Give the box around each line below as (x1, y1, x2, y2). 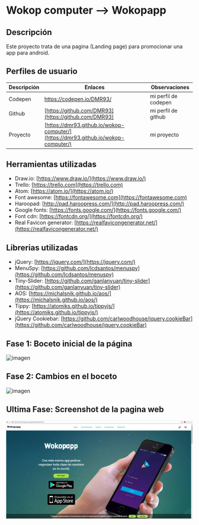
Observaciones (150, 84, 190, 91)
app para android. (6, 49, 50, 56)
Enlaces (85, 84, 105, 91)
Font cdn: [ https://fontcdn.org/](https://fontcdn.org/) (14, 213, 143, 220)
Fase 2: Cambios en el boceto (6, 371, 117, 381)
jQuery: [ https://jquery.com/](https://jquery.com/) (14, 259, 136, 266)
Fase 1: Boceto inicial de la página (6, 339, 133, 349)
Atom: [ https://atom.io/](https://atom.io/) (14, 187, 114, 195)
